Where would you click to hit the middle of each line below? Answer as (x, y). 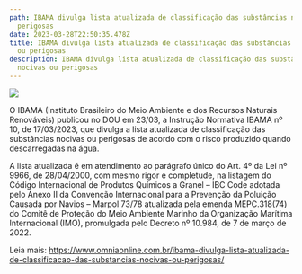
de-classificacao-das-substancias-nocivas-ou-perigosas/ (117, 259)
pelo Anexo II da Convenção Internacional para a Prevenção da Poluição (143, 194)
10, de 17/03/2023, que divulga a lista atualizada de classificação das (138, 129)
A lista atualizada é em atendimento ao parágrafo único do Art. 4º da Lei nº (148, 165)
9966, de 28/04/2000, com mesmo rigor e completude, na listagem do (140, 175)
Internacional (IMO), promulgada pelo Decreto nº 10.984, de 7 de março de (148, 223)
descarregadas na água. (54, 148)
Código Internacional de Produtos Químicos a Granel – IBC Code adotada (145, 184)
